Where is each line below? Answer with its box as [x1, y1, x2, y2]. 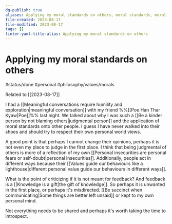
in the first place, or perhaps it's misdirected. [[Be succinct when [5, 186, 143, 193]
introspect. [5, 213, 28, 219]
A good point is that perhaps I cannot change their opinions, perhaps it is [5, 138, 160, 144]
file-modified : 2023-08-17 [5, 22, 63, 27]
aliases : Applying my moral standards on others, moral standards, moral [5, 12, 167, 17]
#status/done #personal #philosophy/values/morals [5, 81, 114, 87]
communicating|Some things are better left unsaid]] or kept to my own [5, 192, 154, 198]
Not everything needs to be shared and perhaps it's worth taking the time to [5, 208, 166, 214]
